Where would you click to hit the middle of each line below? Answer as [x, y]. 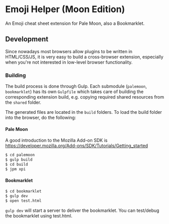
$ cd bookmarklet [23, 191]
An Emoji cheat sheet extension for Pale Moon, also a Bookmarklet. [75, 23]
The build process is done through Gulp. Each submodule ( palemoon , [76, 86]
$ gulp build [19, 160]
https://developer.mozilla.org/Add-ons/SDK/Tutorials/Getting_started [77, 146]
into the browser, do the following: [41, 118]
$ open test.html [23, 201]
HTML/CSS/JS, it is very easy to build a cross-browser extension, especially [84, 57]
